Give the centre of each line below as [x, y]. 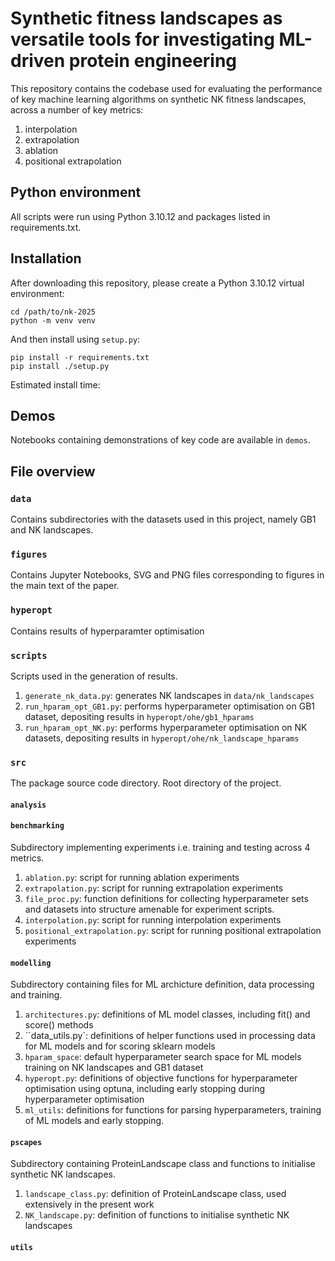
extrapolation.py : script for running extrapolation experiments [154, 888]
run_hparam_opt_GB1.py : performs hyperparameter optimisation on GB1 [170, 706]
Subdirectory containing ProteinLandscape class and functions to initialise [163, 1164]
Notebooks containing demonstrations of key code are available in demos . [160, 440]
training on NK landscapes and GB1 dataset [114, 1068]
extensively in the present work [89, 1204]
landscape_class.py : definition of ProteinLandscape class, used [155, 1194]
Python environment [76, 192]
